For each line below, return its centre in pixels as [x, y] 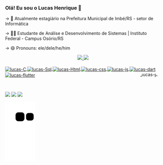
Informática [17, 24]
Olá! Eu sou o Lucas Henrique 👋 [43, 8]
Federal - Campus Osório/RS [34, 38]
